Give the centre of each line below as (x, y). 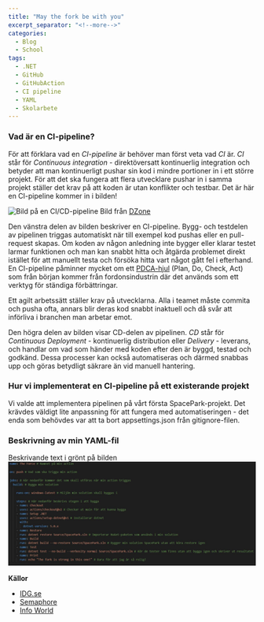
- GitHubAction (40, 83)
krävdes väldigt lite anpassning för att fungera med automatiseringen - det (128, 412)
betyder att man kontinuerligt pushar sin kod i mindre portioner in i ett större (131, 170)
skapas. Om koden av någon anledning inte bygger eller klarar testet (145, 243)
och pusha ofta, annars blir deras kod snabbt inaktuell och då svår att (120, 308)
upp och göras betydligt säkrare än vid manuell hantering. (102, 366)
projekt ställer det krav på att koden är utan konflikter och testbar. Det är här (131, 187)
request (21, 243)
